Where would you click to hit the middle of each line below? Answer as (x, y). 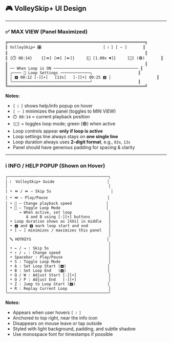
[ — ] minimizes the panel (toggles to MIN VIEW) (64, 111)
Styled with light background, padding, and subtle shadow (74, 329)
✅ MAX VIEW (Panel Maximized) (47, 31)
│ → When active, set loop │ (58, 212)
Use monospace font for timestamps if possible (63, 334)
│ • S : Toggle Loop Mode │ (58, 262)
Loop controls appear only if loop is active (58, 131)
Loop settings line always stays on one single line (65, 137)
